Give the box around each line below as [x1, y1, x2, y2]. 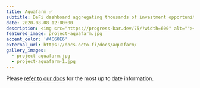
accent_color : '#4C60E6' [6, 36, 68, 42]
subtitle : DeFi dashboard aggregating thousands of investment [6, 14, 167, 20]
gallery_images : [6, 48, 46, 54]
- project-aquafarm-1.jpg [11, 58, 76, 64]
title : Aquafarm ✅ [6, 8, 53, 15]
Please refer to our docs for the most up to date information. [6, 75, 154, 82]
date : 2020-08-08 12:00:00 [6, 20, 73, 26]
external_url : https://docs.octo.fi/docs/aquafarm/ [6, 42, 137, 48]
